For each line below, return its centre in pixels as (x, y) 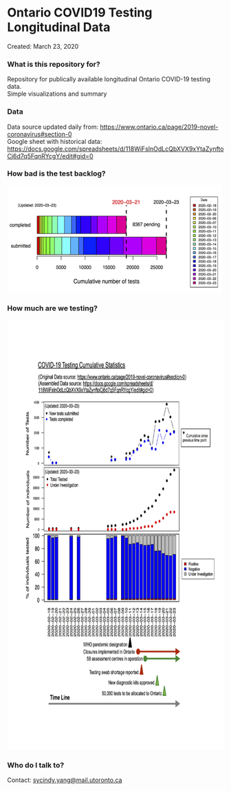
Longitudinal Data (59, 27)
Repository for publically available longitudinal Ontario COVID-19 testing (109, 79)
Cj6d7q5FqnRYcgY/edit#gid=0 (50, 156)
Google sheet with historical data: (55, 141)
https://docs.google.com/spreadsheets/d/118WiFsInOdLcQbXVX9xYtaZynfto (115, 149)
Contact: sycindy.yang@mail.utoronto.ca (65, 780)
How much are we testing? (53, 308)
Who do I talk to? (36, 766)
